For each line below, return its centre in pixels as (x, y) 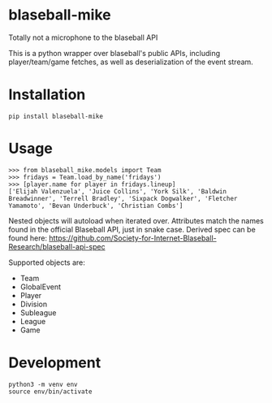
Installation (47, 95)
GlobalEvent (41, 287)
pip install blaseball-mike (56, 116)
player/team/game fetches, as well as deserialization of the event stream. (131, 62)
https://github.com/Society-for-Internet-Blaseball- (132, 238)
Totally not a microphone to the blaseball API (83, 37)
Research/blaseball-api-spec (57, 246)
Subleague (38, 312)
